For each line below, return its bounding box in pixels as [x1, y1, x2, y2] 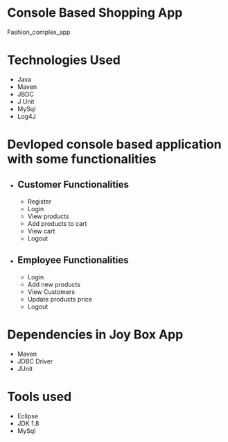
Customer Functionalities [17, 179, 130, 190]
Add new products [27, 280, 81, 288]
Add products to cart [27, 219, 87, 227]
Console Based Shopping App [7, 5, 183, 21]
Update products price [27, 295, 92, 303]
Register [27, 197, 52, 206]
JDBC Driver [17, 357, 53, 366]
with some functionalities [7, 152, 157, 167]
